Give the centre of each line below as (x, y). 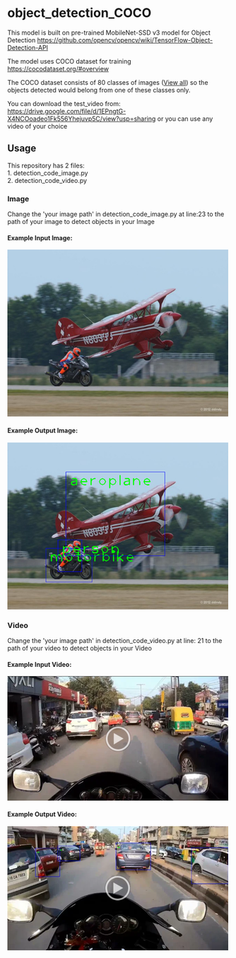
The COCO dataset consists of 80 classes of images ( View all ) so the (108, 82)
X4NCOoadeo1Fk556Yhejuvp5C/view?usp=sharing (82, 119)
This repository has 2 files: (46, 165)
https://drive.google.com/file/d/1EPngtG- (67, 111)
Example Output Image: (43, 430)
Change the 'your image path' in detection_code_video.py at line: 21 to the (115, 640)
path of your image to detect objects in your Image (81, 222)
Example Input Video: (40, 664)
